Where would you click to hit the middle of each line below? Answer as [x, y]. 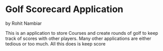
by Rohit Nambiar [24, 23]
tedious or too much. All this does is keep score [56, 43]
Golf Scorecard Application [64, 9]
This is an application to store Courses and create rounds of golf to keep [82, 33]
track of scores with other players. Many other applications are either [78, 38]
